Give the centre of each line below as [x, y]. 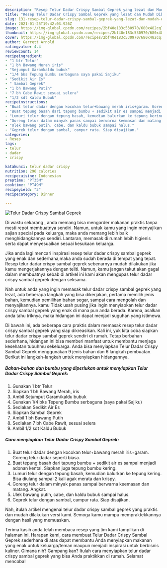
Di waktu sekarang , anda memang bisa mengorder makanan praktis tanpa [81, 222]
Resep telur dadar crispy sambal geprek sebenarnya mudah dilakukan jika [81, 263]
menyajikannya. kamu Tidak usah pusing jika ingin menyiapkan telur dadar [81, 305]
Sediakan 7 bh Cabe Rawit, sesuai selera [54, 423]
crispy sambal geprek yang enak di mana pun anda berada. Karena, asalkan [83, 310]
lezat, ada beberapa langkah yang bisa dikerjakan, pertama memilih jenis [80, 294]
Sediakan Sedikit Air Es [36, 407]
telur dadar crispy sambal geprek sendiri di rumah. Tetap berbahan [74, 335]
